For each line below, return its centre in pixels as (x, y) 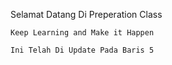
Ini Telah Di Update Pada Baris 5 (82, 50)
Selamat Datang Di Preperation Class (86, 14)
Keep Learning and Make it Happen (82, 33)
